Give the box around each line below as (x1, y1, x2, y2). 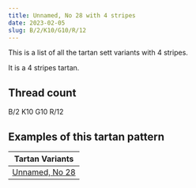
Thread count (8, 86, 77, 100)
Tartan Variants (13, 153, 74, 164)
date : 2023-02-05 (8, 19, 66, 27)
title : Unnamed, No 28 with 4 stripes (8, 11, 136, 20)
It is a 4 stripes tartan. (8, 63, 80, 73)
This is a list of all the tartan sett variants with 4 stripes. (8, 48, 188, 58)
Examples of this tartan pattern (8, 130, 164, 143)
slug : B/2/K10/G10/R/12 (8, 26, 87, 34)
